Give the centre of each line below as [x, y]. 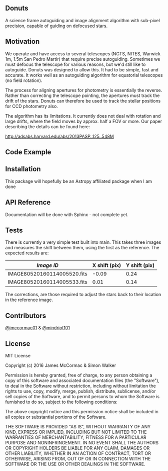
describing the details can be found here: [47, 126]
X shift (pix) [107, 265]
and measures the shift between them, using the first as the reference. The [82, 248]
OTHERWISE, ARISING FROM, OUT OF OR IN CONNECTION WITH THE [78, 459]
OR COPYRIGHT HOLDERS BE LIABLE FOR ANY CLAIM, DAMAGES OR [77, 448]
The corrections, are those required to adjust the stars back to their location [83, 295]
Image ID [47, 265]
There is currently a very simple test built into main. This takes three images [83, 242]
